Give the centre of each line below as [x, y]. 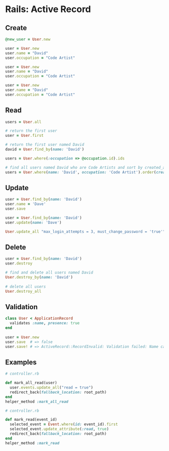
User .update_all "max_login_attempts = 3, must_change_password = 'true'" [85, 232]
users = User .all [23, 122]
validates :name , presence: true [45, 323]
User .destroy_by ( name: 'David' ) [39, 278]
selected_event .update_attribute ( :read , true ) [59, 429]
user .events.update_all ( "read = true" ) [52, 388]
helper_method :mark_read [32, 443]
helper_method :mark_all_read [37, 401]
